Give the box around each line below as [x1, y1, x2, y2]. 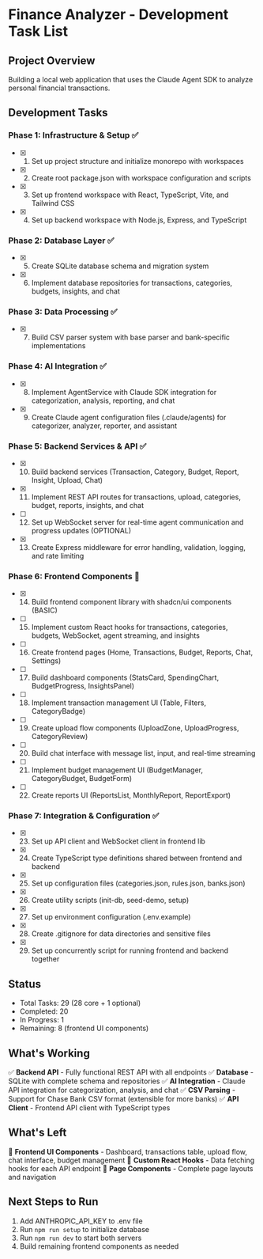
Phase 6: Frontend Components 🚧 [8, 571, 140, 582]
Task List [8, 22, 69, 40]
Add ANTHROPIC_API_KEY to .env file [19, 1216, 144, 1226]
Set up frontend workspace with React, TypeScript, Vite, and [31, 190, 229, 199]
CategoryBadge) [31, 707, 85, 716]
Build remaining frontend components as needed [19, 1241, 179, 1251]
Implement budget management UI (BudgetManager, [31, 765, 204, 775]
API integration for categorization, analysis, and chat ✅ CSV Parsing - [8, 1086, 235, 1095]
